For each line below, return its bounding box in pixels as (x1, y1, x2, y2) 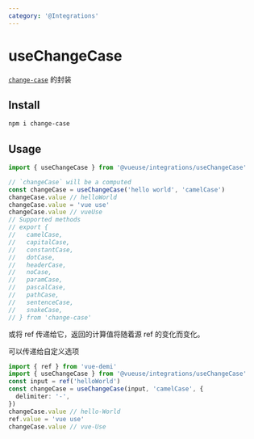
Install (8, 98, 40, 112)
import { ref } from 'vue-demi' (8, 362, 117, 370)
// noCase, (8, 268, 52, 276)
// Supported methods (8, 216, 81, 224)
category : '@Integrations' (8, 11, 99, 20)
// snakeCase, (8, 306, 63, 314)
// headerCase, (8, 260, 67, 269)
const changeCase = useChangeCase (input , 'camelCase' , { (8, 385, 204, 393)
